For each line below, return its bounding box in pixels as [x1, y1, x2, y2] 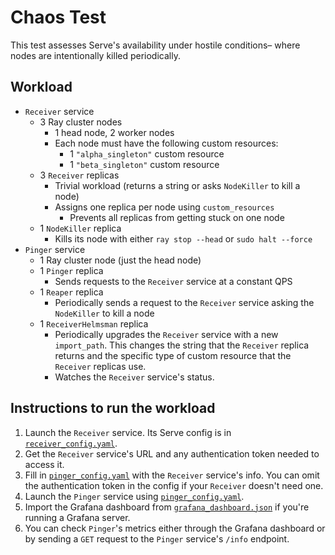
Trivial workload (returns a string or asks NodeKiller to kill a [54, 179, 301, 191]
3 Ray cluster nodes [39, 116, 123, 128]
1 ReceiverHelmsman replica [39, 317, 149, 330]
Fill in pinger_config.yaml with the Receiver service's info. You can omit [24, 469, 320, 481]
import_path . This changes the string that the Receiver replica [54, 339, 310, 351]
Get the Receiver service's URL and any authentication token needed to [24, 447, 320, 460]
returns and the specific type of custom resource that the [54, 349, 292, 361]
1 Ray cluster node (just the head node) [39, 254, 202, 266]
